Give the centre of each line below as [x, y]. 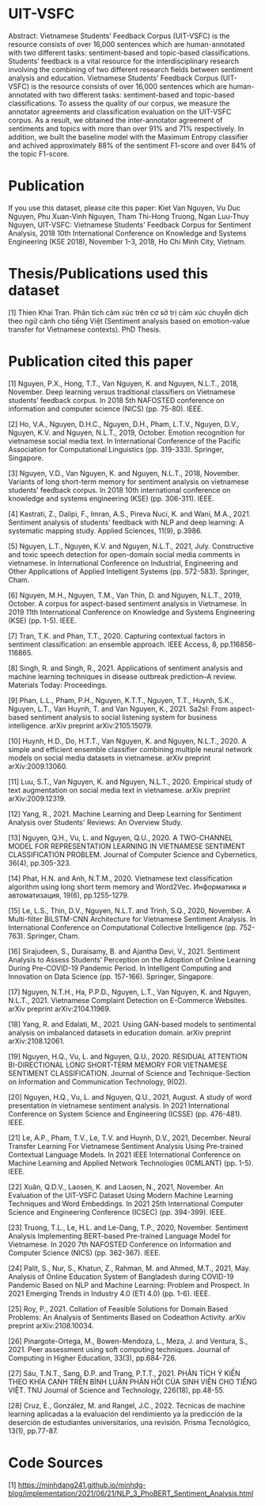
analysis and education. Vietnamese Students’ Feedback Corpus [114, 78]
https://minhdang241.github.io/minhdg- [82, 1485]
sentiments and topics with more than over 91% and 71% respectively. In [126, 129]
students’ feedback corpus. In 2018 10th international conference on [119, 490]
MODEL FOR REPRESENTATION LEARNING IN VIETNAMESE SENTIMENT [127, 846]
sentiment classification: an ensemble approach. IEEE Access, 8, [114, 644]
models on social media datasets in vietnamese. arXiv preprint [110, 758]
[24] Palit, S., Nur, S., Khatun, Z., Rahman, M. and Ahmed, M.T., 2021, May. [129, 1268]
